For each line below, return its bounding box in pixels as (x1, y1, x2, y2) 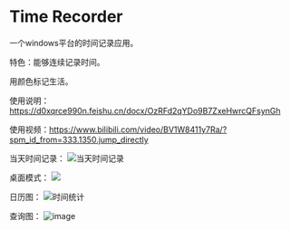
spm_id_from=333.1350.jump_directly (9, 134, 150, 145)
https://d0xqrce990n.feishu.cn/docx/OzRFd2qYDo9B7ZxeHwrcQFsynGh (9, 105, 281, 116)
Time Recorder (9, 6, 123, 27)
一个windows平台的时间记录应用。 (9, 37, 139, 48)
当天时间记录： (9, 152, 65, 164)
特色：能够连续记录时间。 (9, 56, 105, 67)
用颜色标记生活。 (9, 75, 73, 87)
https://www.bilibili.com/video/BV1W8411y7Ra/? (49, 124, 227, 135)
